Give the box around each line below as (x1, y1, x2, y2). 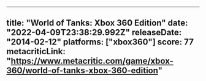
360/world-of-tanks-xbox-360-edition (6, 65, 158, 76)
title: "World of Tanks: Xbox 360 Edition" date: (6, 18, 188, 28)
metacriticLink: (6, 46, 66, 57)
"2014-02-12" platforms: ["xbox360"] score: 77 (6, 37, 194, 48)
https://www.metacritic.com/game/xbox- (10, 56, 174, 66)
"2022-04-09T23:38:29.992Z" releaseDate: (6, 27, 182, 38)
